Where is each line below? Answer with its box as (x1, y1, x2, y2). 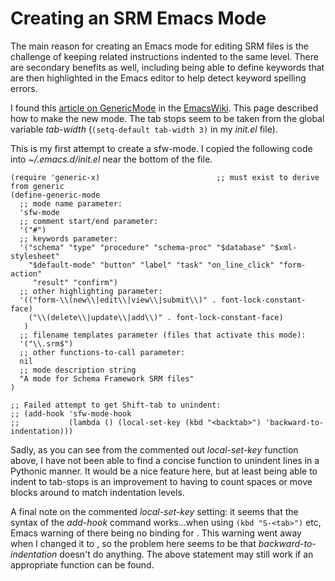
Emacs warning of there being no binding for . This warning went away (10, 527, 302, 539)
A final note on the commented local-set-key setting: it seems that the (10, 505, 299, 517)
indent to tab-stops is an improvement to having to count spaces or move (10, 475, 313, 487)
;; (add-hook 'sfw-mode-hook (10, 408, 132, 419)
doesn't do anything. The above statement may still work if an (59, 548, 314, 560)
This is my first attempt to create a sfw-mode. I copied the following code (10, 142, 313, 154)
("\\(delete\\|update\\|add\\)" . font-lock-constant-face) (28, 312, 284, 322)
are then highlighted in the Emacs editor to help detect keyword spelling (10, 72, 307, 84)
